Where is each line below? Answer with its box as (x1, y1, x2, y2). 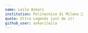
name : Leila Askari (5, 7, 44, 12)
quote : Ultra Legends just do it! (5, 16, 75, 21)
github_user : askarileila (5, 20, 57, 26)
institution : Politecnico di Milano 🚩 (5, 12, 83, 16)
